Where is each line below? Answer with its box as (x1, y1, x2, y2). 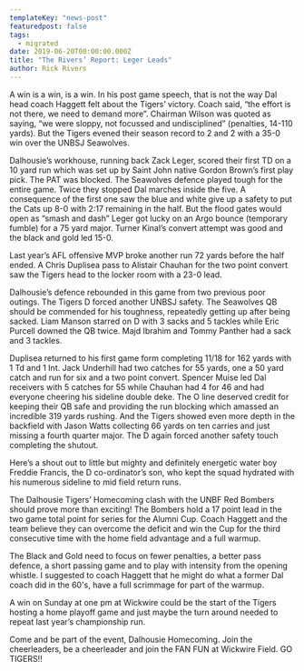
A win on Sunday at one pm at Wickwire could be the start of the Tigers (9, 596, 277, 607)
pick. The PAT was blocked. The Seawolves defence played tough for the (9, 174, 283, 185)
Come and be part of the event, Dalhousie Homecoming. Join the (9, 634, 253, 645)
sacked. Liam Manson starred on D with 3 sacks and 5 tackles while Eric (9, 315, 279, 326)
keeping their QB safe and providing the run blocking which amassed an (9, 401, 279, 412)
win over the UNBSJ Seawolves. (9, 137, 130, 148)
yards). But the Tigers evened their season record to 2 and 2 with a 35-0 (9, 127, 281, 138)
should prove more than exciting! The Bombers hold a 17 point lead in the (9, 504, 283, 515)
